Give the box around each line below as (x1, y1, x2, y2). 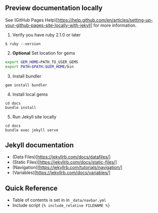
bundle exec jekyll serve (5, 128, 58, 133)
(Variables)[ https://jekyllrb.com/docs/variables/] (12, 170, 111, 176)
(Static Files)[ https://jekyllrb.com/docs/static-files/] (12, 159, 117, 165)
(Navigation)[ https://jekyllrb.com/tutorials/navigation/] (12, 165, 122, 171)
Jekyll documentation (5, 141, 74, 149)
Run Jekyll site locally (12, 113, 57, 120)
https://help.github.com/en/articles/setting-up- (57, 17, 153, 23)
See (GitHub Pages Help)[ (5, 17, 58, 23)
